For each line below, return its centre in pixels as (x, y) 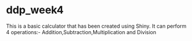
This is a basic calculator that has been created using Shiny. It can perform (96, 26)
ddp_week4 (35, 10)
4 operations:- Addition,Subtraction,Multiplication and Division (81, 32)
